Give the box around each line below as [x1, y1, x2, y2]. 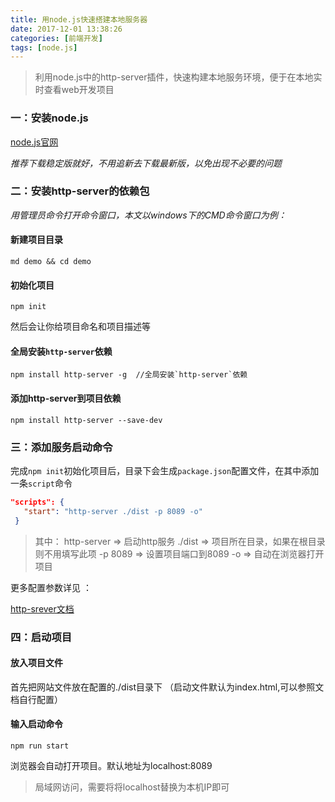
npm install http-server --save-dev [10, 415, 163, 425]
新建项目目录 [10, 234, 63, 246]
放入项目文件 [10, 657, 63, 669]
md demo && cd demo [10, 257, 92, 267]
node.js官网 [10, 136, 59, 148]
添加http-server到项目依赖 [10, 392, 122, 405]
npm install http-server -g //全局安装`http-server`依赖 [10, 370, 248, 380]
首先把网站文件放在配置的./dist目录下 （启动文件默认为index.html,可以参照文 [10, 681, 325, 693]
